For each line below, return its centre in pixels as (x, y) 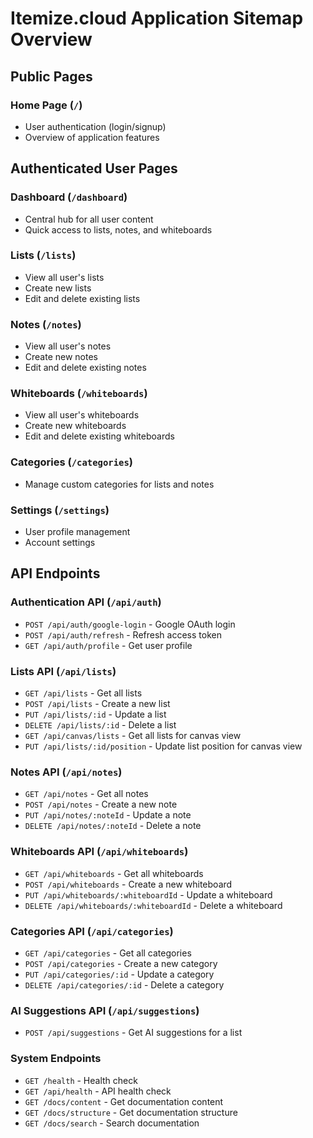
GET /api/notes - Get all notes (86, 794)
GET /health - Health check (81, 1080)
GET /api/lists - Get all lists (83, 693)
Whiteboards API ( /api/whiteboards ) (99, 852)
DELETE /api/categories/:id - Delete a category (124, 984)
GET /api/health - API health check (98, 1091)
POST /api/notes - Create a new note (101, 804)
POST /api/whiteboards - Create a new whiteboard (128, 884)
